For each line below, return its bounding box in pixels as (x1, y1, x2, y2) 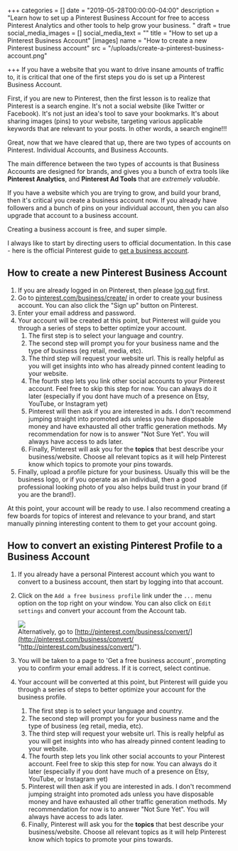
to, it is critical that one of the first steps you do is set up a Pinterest (7, 73, 205, 81)
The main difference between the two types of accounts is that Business (7, 160, 220, 168)
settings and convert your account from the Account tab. (17, 606, 187, 615)
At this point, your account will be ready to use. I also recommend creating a (7, 503, 231, 512)
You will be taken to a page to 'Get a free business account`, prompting (17, 656, 226, 664)
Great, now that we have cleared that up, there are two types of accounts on (7, 138, 231, 147)
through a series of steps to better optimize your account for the (17, 685, 206, 694)
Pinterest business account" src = (7, 44, 107, 52)
